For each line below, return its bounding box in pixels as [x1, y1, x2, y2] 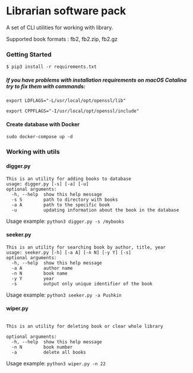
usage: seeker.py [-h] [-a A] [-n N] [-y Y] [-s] [6, 249, 132, 256]
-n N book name [11, 270, 68, 276]
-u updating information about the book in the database [11, 207, 179, 213]
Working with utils [6, 148, 61, 156]
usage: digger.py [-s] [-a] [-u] [6, 181, 89, 187]
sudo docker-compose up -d [6, 134, 73, 140]
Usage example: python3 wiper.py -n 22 [6, 359, 106, 367]
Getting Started [6, 50, 52, 58]
